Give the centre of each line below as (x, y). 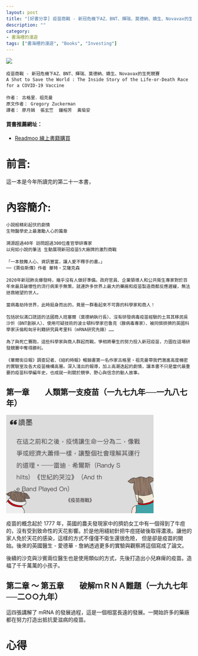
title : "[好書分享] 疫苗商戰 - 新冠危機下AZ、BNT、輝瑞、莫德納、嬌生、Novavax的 (98, 19)
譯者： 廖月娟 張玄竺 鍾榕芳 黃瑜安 (48, 110)
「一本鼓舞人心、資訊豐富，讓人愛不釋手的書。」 (55, 262)
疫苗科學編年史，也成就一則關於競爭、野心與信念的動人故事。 (78, 373)
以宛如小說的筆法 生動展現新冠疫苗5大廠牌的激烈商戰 (61, 250)
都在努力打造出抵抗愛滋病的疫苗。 (47, 619)
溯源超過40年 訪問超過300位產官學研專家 (49, 244)
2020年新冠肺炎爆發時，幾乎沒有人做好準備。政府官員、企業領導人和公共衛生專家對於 (95, 280)
